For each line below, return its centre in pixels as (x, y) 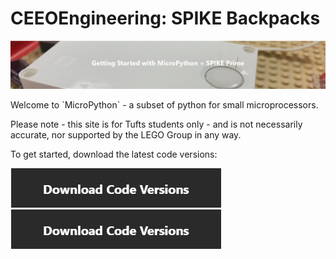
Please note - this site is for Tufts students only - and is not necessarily (156, 124)
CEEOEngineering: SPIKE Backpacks (165, 18)
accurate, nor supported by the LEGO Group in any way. (126, 134)
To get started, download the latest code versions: (114, 154)
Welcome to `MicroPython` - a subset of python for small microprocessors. (164, 104)
